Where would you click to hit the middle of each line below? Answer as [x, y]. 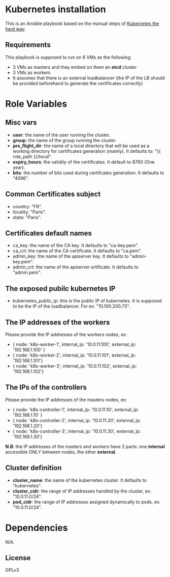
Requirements [28, 45]
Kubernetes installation [56, 9]
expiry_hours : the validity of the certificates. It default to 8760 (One [83, 162]
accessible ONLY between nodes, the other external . [61, 452]
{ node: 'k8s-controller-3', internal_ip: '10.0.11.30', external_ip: [77, 431]
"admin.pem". [27, 272]
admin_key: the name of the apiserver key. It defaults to [71, 256]
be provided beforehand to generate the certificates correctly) [78, 83]
